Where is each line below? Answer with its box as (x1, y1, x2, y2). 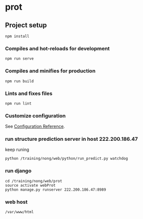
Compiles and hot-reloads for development (5, 45, 110, 52)
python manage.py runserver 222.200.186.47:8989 (5, 187, 106, 192)
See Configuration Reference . (5, 124, 65, 130)
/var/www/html (5, 210, 34, 215)
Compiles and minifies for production (5, 67, 95, 74)
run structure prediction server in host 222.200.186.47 (5, 136, 138, 143)
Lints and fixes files (5, 90, 53, 97)
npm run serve (5, 56, 34, 61)
